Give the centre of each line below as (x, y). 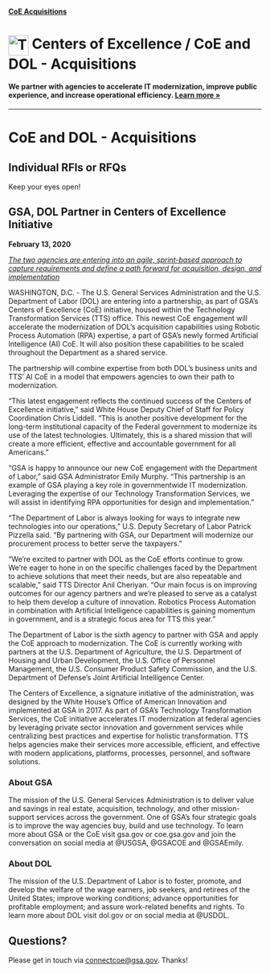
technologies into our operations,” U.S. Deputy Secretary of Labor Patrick (130, 526)
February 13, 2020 (40, 244)
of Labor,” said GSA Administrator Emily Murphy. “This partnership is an (127, 476)
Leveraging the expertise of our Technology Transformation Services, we (129, 493)
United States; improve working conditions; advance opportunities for (124, 898)
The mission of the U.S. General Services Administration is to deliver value (131, 800)
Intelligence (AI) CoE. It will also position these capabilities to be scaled (126, 343)
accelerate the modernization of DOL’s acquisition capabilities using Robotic (134, 326)
